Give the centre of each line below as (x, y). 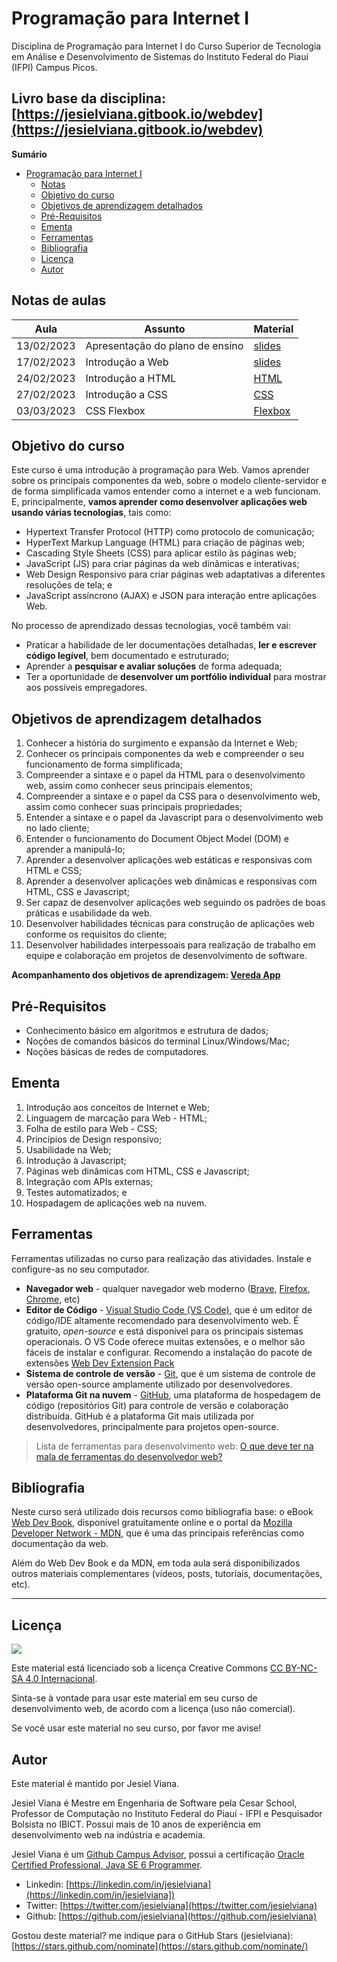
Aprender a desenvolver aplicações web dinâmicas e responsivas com (171, 881)
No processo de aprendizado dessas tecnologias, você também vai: (151, 626)
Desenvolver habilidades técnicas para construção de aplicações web (170, 924)
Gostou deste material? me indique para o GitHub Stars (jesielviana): (152, 1936)
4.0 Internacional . (61, 1679)
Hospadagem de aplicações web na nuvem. (116, 1203)
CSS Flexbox (115, 410)
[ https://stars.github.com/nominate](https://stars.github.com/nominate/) (160, 1946)
